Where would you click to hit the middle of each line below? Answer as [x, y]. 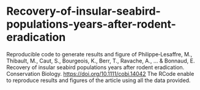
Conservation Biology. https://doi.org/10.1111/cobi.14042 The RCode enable [100, 73]
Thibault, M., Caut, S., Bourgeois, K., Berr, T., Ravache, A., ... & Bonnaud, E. [101, 61]
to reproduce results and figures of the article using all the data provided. [98, 80]
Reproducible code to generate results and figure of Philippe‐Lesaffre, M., [99, 54]
